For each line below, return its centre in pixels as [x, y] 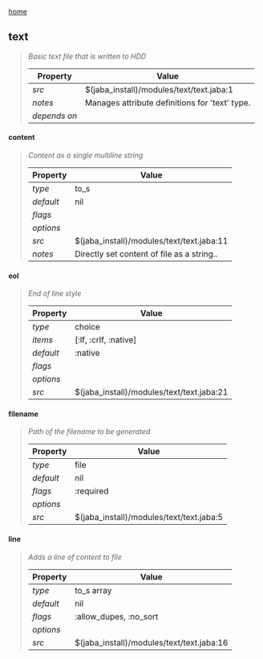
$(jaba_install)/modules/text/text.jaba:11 [152, 241]
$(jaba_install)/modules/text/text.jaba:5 [149, 518]
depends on [55, 116]
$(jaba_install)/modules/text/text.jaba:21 [152, 392]
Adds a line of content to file [75, 557]
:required [92, 491]
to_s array [93, 590]
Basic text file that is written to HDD [87, 56]
